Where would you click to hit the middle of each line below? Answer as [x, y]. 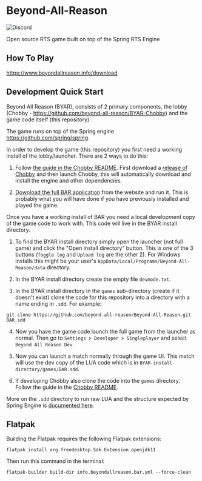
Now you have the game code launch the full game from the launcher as [105, 331]
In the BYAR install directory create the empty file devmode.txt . [93, 279]
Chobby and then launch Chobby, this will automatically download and [103, 174]
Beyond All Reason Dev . [45, 344]
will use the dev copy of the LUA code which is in [76, 362]
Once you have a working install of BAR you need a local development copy [101, 217]
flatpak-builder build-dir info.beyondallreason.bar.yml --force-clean [99, 473]
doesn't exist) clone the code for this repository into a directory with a [102, 297]
